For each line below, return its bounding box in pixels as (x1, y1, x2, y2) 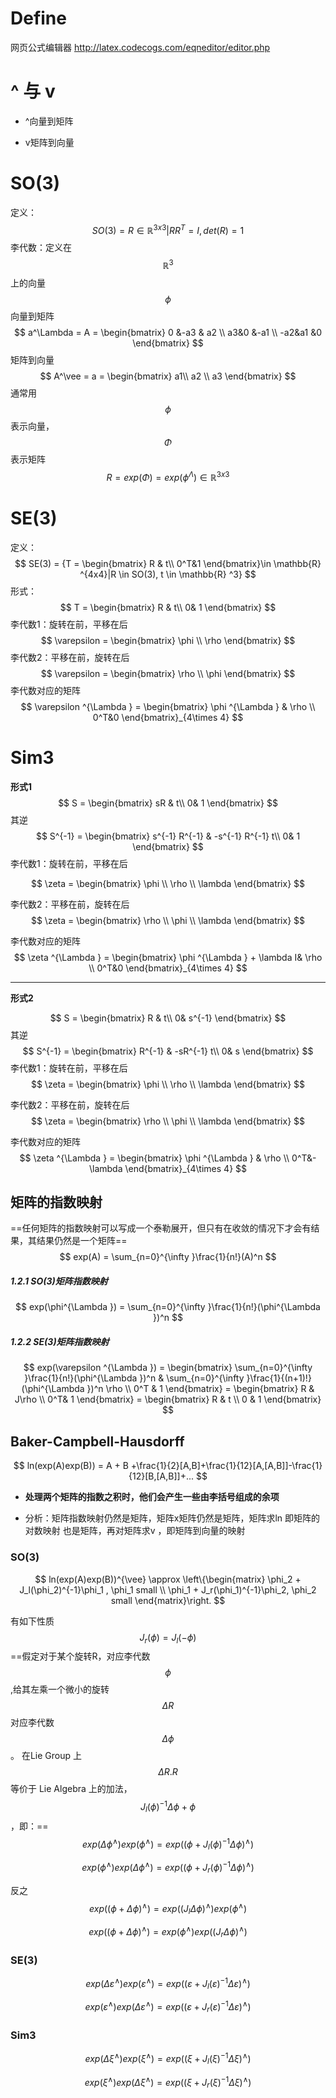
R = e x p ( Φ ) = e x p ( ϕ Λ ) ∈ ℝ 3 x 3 (106, 470, 230, 483)
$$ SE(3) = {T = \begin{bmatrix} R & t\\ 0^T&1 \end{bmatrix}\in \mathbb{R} (14, 557, 322, 569)
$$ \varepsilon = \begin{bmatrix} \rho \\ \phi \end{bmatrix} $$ (40, 667, 296, 679)
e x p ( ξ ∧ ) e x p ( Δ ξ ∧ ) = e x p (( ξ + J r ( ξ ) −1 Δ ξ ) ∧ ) (84, 2074, 252, 2090)
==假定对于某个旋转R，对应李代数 (10, 1650, 151, 1662)
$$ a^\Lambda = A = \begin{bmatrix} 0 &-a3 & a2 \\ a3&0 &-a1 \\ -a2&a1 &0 (14, 327, 322, 339)
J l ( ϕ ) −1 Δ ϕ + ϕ (139, 1799, 197, 1815)
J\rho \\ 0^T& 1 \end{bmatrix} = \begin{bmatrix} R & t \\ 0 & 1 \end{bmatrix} (14, 1393, 322, 1406)
